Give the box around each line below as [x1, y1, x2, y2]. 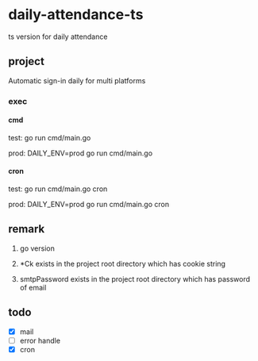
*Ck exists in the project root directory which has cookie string [19, 259, 226, 268]
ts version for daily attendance [8, 32, 108, 41]
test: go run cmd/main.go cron [8, 184, 108, 194]
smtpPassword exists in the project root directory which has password [19, 274, 251, 283]
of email [19, 282, 47, 292]
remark [8, 222, 45, 236]
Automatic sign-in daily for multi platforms [8, 75, 146, 85]
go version [19, 244, 56, 253]
